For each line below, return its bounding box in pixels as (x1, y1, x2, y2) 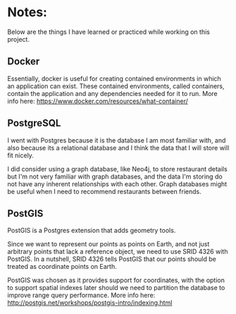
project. (7, 35, 30, 43)
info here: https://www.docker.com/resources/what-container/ (7, 97, 188, 105)
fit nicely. (7, 151, 34, 159)
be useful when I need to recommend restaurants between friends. (7, 187, 202, 195)
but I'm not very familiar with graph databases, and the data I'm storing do (7, 172, 223, 181)
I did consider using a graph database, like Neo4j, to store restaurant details (7, 164, 228, 173)
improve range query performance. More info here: (7, 291, 156, 300)
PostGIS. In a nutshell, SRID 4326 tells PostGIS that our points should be (7, 255, 216, 263)
